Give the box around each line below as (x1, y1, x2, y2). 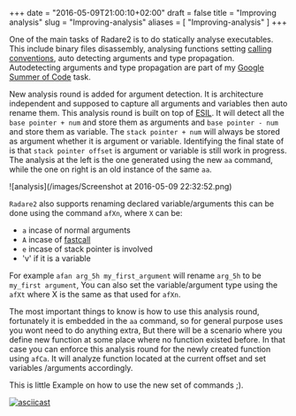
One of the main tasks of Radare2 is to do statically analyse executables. (9, 35, 274, 44)
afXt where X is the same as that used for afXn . (9, 289, 181, 299)
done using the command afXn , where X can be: (9, 208, 183, 218)
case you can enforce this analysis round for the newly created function (9, 344, 271, 354)
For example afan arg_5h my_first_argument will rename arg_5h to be (9, 270, 262, 281)
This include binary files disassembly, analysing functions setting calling (9, 43, 272, 54)
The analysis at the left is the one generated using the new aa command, (9, 155, 274, 165)
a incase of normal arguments (21, 225, 131, 235)
